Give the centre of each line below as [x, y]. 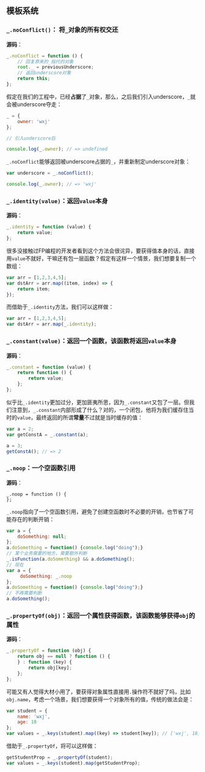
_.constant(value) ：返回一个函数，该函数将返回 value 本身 [92, 341]
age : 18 [27, 722]
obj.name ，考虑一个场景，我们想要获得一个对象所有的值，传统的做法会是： [100, 699]
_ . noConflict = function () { [45, 56]
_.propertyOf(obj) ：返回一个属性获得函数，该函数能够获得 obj [98, 615]
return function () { [45, 373]
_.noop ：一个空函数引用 [41, 468]
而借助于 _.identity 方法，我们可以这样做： [60, 307]
